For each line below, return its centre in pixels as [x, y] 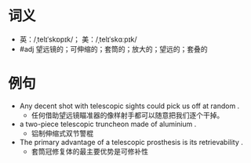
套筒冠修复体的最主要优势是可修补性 [90, 151]
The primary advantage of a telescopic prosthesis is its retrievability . [131, 142]
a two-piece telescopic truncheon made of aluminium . [108, 124]
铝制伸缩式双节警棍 [62, 133]
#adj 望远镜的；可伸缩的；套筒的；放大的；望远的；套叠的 [113, 49]
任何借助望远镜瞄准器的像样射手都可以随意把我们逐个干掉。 [127, 115]
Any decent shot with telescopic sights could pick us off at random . [129, 106]
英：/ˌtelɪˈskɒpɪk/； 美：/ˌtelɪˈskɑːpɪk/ [78, 39]
